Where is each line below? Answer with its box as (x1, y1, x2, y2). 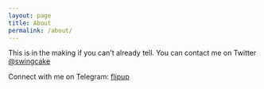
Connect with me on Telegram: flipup (8, 72, 130, 82)
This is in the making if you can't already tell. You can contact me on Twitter (8, 48, 257, 58)
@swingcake (8, 56, 51, 66)
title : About (8, 19, 52, 27)
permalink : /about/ (8, 26, 73, 34)
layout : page (8, 11, 52, 20)
